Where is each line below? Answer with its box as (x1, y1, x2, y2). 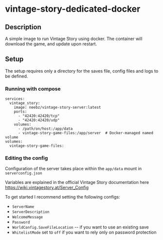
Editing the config (5, 155, 48, 161)
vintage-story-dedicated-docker (5, 3, 141, 15)
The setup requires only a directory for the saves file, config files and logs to (5, 68, 159, 74)
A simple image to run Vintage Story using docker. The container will (5, 36, 143, 41)
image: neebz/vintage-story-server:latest (14, 105, 101, 110)
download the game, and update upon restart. (5, 41, 97, 47)
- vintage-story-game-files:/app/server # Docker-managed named (18, 131, 153, 136)
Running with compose (5, 85, 61, 92)
